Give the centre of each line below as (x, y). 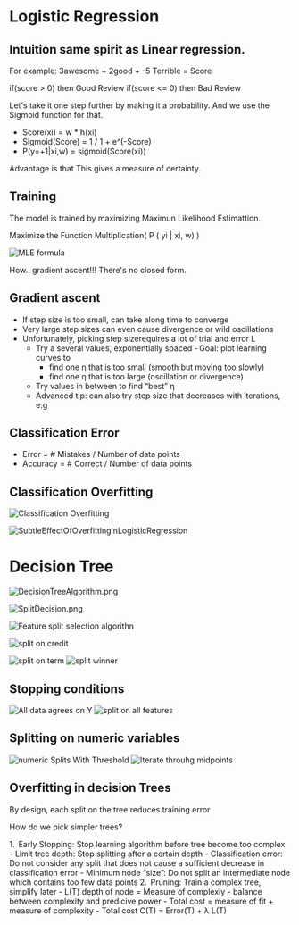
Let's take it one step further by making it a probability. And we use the (140, 105)
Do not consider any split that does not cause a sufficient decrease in (137, 862)
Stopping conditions (67, 689)
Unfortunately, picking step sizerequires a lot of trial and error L (139, 338)
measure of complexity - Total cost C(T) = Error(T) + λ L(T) (118, 910)
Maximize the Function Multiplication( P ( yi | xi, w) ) (104, 235)
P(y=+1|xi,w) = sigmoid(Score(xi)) (84, 151)
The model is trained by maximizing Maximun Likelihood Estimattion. (135, 218)
